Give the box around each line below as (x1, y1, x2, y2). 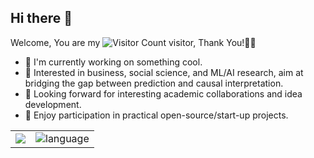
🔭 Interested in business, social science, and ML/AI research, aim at (24, 66, 304, 78)
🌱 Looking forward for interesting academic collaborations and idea (24, 87, 303, 100)
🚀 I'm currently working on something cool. (24, 56, 203, 68)
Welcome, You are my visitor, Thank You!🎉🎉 (10, 36, 257, 48)
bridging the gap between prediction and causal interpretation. (24, 77, 284, 89)
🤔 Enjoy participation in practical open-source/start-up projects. (24, 109, 289, 121)
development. (24, 98, 82, 110)
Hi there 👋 (10, 10, 73, 27)
